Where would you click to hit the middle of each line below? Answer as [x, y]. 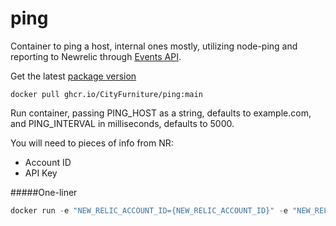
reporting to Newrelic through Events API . [96, 56]
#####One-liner [44, 192]
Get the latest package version [73, 76]
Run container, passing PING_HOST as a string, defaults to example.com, [161, 113]
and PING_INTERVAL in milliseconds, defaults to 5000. [122, 123]
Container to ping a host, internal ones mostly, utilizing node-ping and [154, 46]
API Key [41, 173]
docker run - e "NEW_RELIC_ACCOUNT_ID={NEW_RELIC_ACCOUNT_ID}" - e [149, 210]
